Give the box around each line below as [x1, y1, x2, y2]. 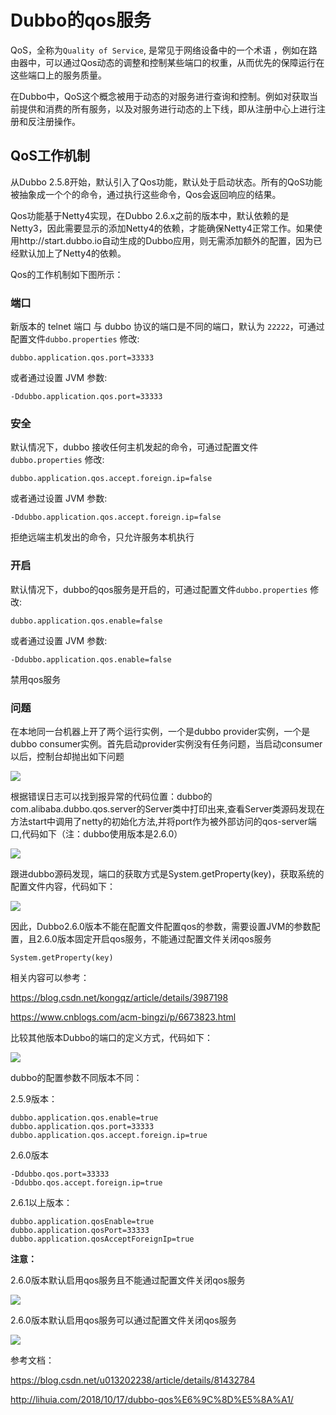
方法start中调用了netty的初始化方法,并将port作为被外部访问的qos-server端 [10, 815, 317, 827]
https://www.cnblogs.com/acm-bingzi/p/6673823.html [10, 1011, 237, 1023]
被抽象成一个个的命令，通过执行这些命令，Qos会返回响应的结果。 [10, 188, 282, 200]
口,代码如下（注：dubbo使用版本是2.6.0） [10, 827, 183, 840]
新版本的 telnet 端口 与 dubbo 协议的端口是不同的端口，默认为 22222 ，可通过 [10, 321, 325, 333]
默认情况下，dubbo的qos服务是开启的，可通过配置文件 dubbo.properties [10, 583, 308, 595]
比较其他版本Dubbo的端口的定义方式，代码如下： [10, 1031, 213, 1043]
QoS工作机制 [10, 147, 90, 165]
